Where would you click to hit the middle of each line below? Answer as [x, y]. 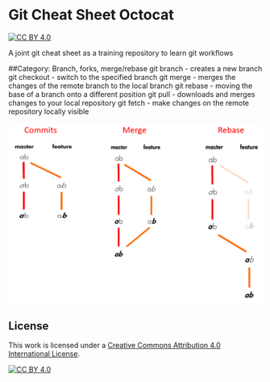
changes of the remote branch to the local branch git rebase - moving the [131, 86]
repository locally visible [49, 111]
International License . [44, 354]
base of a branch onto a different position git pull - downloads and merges [132, 94]
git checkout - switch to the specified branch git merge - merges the [122, 77]
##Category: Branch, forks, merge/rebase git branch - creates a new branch [135, 68]
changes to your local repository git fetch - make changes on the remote [129, 103]
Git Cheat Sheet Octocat [91, 15]
